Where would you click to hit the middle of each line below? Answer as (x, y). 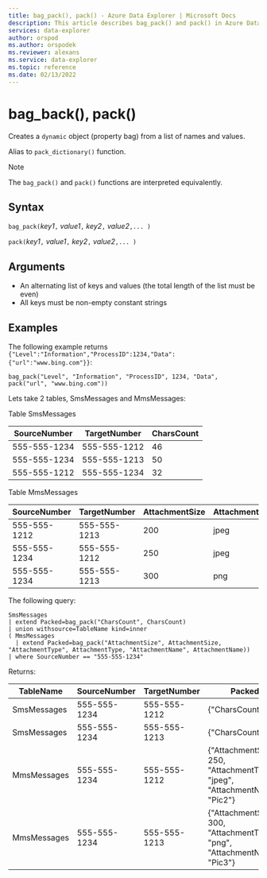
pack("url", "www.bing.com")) (58, 384)
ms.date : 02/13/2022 (43, 75)
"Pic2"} (222, 800)
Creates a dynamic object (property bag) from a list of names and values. (127, 136)
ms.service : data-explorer (53, 60)
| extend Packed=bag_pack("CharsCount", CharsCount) (97, 622)
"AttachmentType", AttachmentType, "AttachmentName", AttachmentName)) (129, 650)
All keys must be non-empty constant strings (93, 303)
